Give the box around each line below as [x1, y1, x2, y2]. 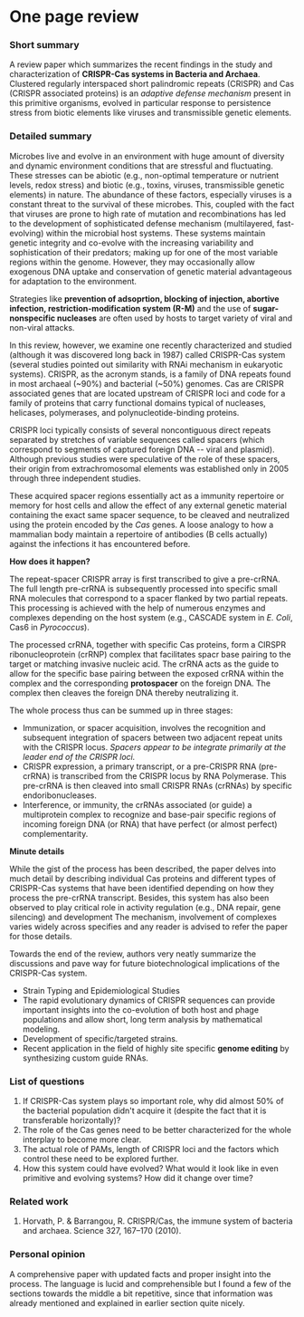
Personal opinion [9, 1248, 86, 1261]
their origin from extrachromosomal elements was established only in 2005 [9, 463, 290, 474]
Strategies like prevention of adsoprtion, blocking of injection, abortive [9, 293, 280, 304]
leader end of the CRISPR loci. [22, 751, 136, 762]
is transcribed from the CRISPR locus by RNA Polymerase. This [52, 770, 287, 781]
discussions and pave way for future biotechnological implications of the [9, 957, 280, 968]
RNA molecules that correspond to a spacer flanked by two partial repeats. [9, 592, 289, 603]
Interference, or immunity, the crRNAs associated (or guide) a [22, 799, 252, 810]
